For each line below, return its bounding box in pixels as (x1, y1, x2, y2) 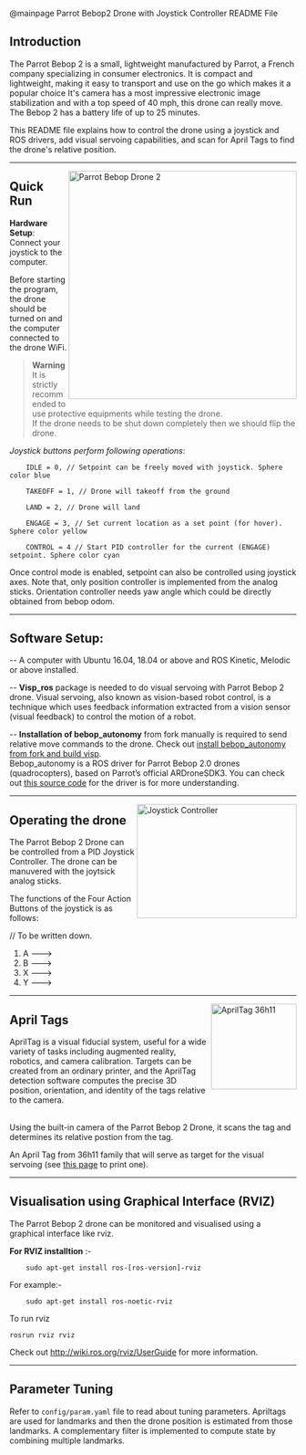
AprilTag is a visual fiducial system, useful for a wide (9, 1036, 207, 1048)
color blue (9, 470, 51, 480)
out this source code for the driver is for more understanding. (9, 778, 240, 789)
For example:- (9, 1279, 62, 1290)
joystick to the (9, 246, 63, 257)
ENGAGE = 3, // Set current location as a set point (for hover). (25, 518, 283, 528)
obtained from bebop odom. (9, 595, 116, 606)
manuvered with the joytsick (9, 866, 116, 877)
